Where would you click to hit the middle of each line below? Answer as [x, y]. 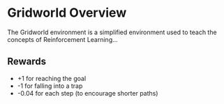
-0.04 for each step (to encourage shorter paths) [88, 93]
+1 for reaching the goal [52, 78]
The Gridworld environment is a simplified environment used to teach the [112, 32]
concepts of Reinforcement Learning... [63, 39]
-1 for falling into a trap [50, 86]
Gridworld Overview [67, 13]
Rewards [27, 62]
